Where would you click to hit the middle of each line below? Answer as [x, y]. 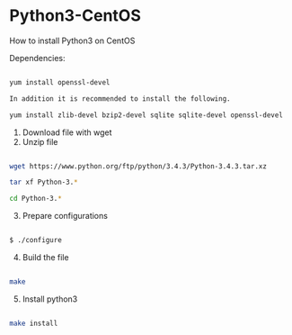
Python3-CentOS [75, 16]
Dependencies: [37, 58]
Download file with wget [67, 132]
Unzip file [40, 141]
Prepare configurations [65, 216]
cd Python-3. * [36, 199]
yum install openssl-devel [60, 82]
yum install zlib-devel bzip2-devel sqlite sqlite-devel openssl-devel [146, 115]
